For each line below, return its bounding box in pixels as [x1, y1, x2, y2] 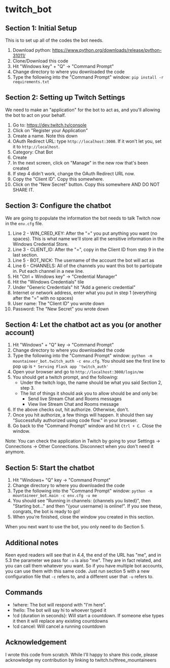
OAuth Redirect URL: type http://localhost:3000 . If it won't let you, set [12, 138, 162, 144]
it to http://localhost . [12, 143, 60, 149]
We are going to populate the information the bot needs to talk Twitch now [5, 215, 161, 221]
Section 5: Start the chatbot [5, 463, 95, 472]
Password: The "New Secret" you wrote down [12, 306, 109, 312]
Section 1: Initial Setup [5, 24, 77, 33]
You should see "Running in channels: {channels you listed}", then [12, 498, 151, 504]
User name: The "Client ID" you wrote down [12, 300, 105, 306]
